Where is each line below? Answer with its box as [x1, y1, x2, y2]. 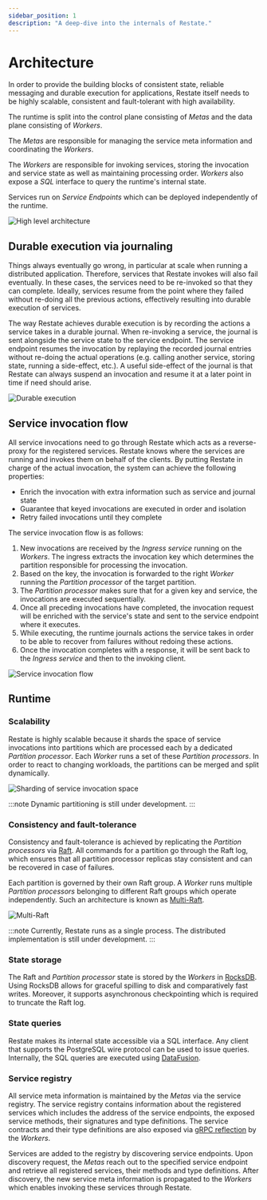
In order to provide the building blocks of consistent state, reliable [8, 80, 225, 89]
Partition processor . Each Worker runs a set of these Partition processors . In [8, 751, 259, 760]
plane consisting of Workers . [8, 120, 103, 130]
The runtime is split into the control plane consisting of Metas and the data [8, 112, 253, 122]
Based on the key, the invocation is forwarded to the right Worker [19, 569, 234, 578]
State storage [8, 954, 62, 965]
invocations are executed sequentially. [19, 594, 146, 604]
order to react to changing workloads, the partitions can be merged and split [8, 760, 259, 769]
